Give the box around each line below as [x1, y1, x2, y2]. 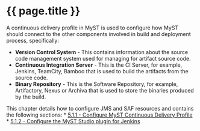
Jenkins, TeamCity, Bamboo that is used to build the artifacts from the [14, 67, 189, 75]
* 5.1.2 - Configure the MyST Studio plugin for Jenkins [6, 117, 140, 124]
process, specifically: [6, 37, 59, 44]
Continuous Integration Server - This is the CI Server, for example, [14, 61, 183, 69]
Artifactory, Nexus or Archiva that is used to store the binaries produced [14, 87, 194, 94]
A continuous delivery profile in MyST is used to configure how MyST [6, 24, 179, 31]
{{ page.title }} [6, 4, 81, 18]
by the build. [14, 93, 46, 100]
